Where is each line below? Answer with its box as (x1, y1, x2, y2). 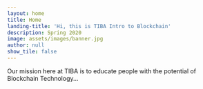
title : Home (7, 16, 41, 23)
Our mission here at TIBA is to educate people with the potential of (7, 66, 197, 75)
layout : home (7, 10, 45, 17)
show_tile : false (7, 49, 57, 55)
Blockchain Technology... (7, 74, 79, 82)
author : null (7, 42, 45, 49)
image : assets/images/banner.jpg (7, 36, 104, 42)
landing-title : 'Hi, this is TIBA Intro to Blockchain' (7, 23, 171, 29)
